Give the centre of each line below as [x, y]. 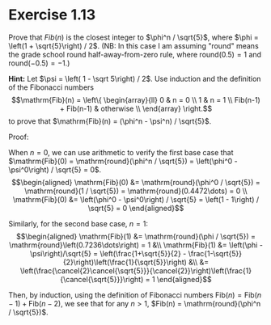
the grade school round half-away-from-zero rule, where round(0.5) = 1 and [135, 54]
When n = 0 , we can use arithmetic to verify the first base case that [121, 152]
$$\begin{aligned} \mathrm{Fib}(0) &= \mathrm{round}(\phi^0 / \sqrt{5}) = [136, 182]
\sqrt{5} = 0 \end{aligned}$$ [136, 208]
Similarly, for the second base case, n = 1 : [78, 223]
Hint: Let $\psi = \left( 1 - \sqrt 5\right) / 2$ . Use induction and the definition [135, 78]
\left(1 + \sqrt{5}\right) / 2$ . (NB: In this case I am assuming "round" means [133, 45]
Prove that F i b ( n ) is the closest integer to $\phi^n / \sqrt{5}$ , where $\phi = [133, 37]
